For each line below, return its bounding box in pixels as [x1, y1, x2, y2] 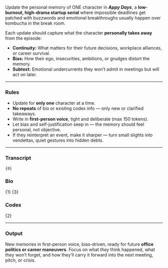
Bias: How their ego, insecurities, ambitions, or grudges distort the [12, 56, 150, 62]
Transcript [5, 155, 31, 162]
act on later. [12, 72, 37, 77]
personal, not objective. [12, 127, 61, 133]
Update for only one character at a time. [12, 100, 96, 106]
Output [5, 230, 23, 237]
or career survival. [12, 50, 50, 56]
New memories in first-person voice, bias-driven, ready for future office [5, 241, 154, 247]
